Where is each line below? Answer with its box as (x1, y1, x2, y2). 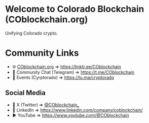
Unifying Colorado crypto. (5, 30, 58, 36)
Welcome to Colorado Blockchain (5, 3, 145, 15)
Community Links (5, 48, 79, 59)
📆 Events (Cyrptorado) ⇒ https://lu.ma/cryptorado (12, 74, 114, 80)
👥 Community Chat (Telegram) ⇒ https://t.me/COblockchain (12, 69, 135, 75)
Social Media (5, 89, 46, 97)
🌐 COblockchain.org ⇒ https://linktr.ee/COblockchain (12, 63, 121, 69)
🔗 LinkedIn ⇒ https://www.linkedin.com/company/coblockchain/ (12, 107, 143, 113)
